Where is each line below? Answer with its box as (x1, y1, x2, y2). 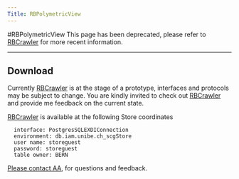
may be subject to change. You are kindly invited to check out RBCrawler (7, 91, 221, 100)
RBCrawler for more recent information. (7, 37, 123, 46)
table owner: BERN (14, 151, 69, 159)
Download (7, 65, 53, 77)
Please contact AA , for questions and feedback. (7, 164, 148, 173)
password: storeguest (14, 145, 78, 153)
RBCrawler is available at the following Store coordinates (7, 113, 174, 121)
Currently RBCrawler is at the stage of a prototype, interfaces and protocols (7, 83, 230, 93)
